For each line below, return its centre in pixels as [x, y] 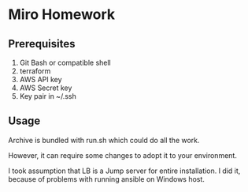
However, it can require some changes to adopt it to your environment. [123, 155]
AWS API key [41, 79]
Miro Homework [62, 15]
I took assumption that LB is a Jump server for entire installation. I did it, [124, 171]
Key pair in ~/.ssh [48, 96]
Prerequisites [42, 44]
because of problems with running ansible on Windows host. [106, 179]
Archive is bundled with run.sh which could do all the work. [104, 140]
